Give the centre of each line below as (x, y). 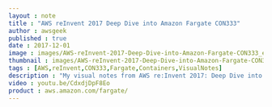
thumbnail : (28, 61)
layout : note (32, 16)
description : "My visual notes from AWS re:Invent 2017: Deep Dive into (136, 76)
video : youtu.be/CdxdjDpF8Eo (59, 83)
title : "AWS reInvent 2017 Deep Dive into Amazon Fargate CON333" (125, 23)
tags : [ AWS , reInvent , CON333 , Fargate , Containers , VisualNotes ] (115, 68)
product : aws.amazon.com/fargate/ (68, 91)
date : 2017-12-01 (39, 46)
